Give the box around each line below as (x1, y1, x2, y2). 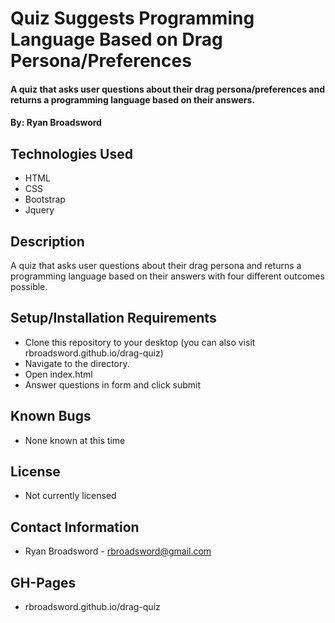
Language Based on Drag (10, 28, 223, 51)
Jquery (24, 204, 55, 216)
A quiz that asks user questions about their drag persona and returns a (10, 260, 302, 271)
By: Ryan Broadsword (10, 117, 102, 129)
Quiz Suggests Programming (10, 7, 255, 30)
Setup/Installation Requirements (10, 310, 217, 327)
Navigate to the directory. (24, 357, 130, 369)
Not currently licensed (24, 490, 117, 502)
